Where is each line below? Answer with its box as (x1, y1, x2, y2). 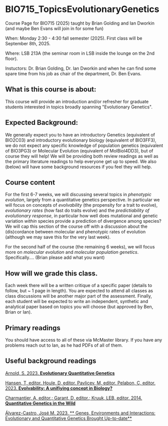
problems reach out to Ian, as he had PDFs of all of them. (5, 342, 123, 348)
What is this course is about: (5, 85, 97, 94)
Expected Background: (5, 118, 78, 127)
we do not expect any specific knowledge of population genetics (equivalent (5, 142, 163, 149)
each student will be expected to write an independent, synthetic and (5, 299, 148, 305)
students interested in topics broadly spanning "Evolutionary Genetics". (5, 104, 153, 110)
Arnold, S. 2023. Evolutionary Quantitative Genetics (5, 370, 115, 376)
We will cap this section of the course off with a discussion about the (5, 223, 148, 229)
